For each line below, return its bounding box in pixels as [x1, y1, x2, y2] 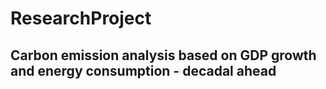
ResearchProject [10, 7, 152, 30]
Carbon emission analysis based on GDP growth [10, 47, 317, 64]
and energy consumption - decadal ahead [10, 62, 277, 79]
